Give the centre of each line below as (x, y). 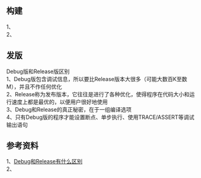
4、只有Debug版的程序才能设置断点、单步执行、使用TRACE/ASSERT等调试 (100, 117)
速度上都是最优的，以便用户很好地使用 (59, 102)
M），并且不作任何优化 (34, 87)
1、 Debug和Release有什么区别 (44, 162)
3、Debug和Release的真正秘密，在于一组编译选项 (69, 109)
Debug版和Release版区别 (38, 71)
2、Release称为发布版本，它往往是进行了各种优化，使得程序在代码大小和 (98, 94)
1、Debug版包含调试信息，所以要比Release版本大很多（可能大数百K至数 (97, 79)
